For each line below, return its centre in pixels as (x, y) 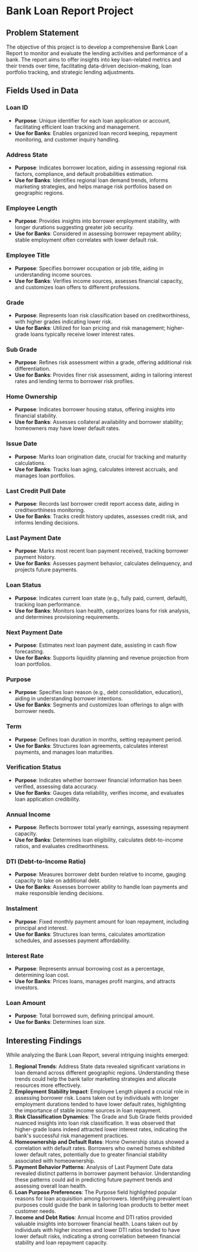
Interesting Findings (44, 1041)
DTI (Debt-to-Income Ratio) (46, 862)
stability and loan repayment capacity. (61, 1243)
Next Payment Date (35, 632)
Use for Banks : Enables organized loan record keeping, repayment (96, 133)
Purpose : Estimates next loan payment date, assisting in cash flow (96, 645)
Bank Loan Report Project (70, 11)
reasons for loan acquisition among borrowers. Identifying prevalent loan (103, 1199)
